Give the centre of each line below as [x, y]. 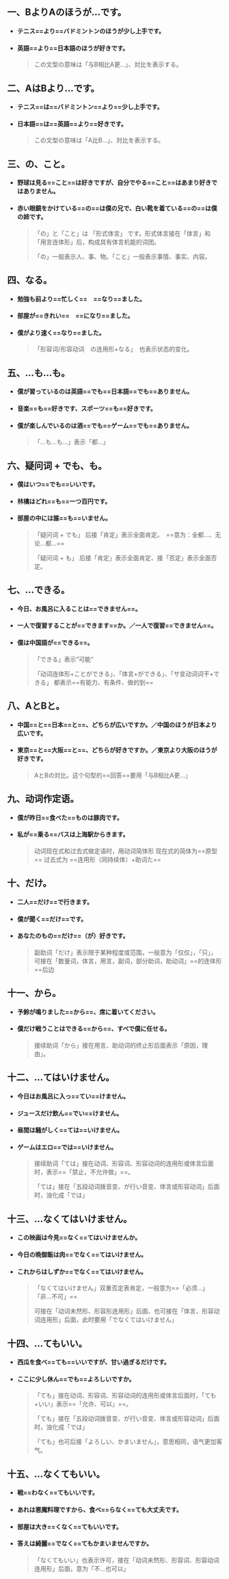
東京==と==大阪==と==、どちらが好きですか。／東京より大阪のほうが [117, 750]
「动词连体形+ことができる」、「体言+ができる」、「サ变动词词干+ [124, 674]
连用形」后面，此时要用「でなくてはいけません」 [109, 1319]
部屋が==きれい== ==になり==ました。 [75, 316]
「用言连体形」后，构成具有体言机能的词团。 [97, 242]
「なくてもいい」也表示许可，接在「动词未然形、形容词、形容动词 [127, 1560]
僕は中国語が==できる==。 [55, 643]
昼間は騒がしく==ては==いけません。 [70, 1130]
